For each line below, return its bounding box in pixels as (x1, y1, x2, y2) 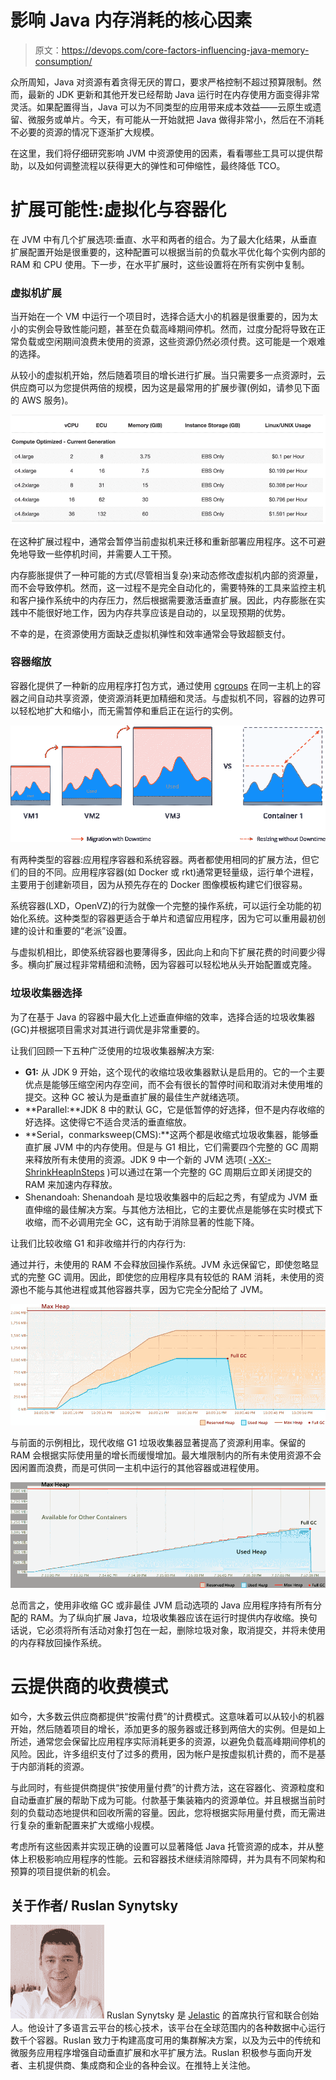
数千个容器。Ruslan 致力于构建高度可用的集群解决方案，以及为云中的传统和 (10, 2034, 322, 2046)
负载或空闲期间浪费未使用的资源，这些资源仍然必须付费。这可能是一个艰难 (18, 336, 326, 348)
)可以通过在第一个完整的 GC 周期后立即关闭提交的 (106, 1166, 313, 1178)
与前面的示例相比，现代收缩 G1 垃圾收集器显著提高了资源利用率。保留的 (10, 1436, 307, 1448)
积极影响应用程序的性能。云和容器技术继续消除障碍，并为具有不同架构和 (27, 1852, 326, 1865)
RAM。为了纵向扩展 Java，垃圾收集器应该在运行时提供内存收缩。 (29, 1611, 300, 1623)
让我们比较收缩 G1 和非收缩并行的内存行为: (10, 1237, 187, 1249)
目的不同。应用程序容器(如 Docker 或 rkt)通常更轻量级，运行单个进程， (27, 866, 320, 878)
